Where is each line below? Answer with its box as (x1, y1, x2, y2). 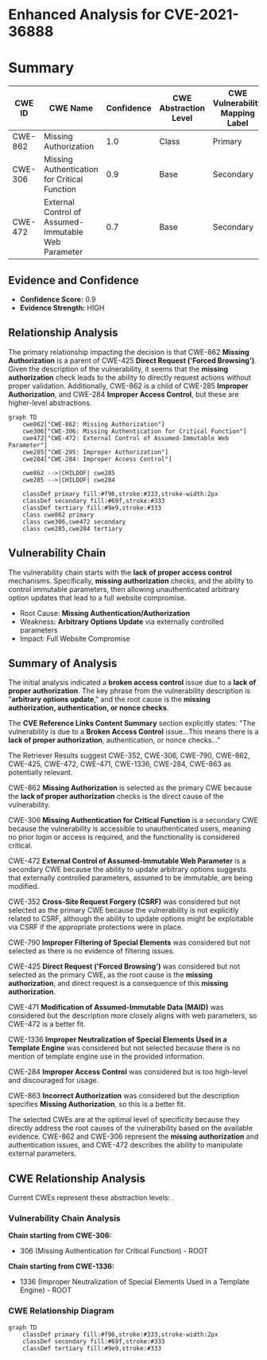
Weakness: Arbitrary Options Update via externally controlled (19, 617, 224, 626)
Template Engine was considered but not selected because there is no (8, 1043, 241, 1053)
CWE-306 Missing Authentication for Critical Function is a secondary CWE (8, 816, 258, 825)
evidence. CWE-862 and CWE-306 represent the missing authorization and (8, 1132, 259, 1141)
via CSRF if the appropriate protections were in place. (8, 922, 184, 932)
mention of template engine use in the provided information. (8, 1052, 205, 1062)
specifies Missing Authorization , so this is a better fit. (8, 1100, 186, 1109)
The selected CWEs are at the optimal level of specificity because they (8, 1115, 240, 1124)
